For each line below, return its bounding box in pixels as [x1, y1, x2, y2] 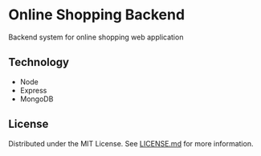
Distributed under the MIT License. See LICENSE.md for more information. [8, 138, 254, 148]
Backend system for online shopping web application [8, 32, 184, 42]
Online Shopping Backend [8, 6, 186, 24]
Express [19, 85, 47, 95]
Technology [8, 55, 70, 69]
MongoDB [19, 94, 54, 104]
